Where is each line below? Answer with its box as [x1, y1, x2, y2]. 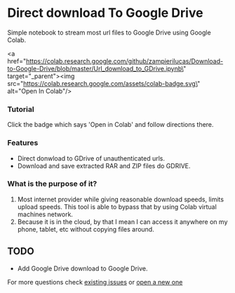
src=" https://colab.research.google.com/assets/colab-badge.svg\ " [7, 79, 201, 87]
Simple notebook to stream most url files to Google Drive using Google [7, 28, 212, 37]
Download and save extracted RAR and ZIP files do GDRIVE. [17, 161, 191, 170]
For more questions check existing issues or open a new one [7, 278, 183, 286]
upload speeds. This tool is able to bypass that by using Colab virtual [17, 202, 217, 211]
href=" [7, 56, 27, 65]
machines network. [17, 210, 74, 218]
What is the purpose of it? [7, 179, 98, 189]
